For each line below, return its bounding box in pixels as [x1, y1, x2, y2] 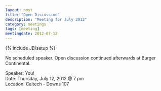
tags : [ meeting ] [5, 26, 39, 32]
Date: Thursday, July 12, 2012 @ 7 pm [5, 76, 84, 81]
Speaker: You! [5, 70, 34, 76]
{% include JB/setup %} [5, 45, 56, 51]
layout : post [5, 7, 33, 13]
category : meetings [5, 21, 47, 27]
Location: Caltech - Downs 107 [5, 81, 69, 87]
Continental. [5, 60, 31, 66]
